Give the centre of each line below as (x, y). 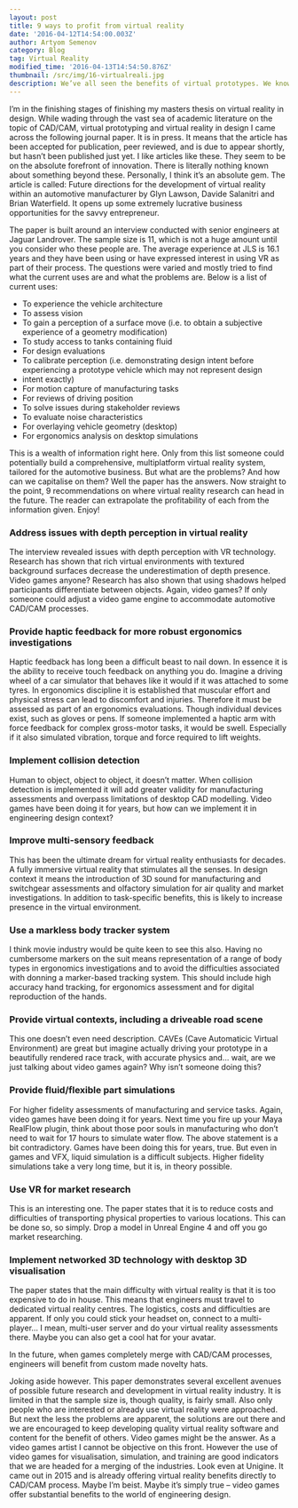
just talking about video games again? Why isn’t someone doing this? (135, 1068)
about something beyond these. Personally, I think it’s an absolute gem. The (147, 175)
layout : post (33, 17)
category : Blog (37, 51)
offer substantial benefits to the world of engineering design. (120, 1495)
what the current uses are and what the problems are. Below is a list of (138, 277)
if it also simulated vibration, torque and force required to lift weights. (135, 737)
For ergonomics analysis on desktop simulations (110, 435)
